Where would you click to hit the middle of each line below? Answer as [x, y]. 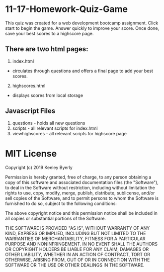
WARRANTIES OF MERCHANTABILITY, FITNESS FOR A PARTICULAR [75, 238]
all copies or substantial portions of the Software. [55, 218]
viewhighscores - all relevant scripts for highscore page [69, 133]
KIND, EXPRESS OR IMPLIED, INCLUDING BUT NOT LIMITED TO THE [76, 233]
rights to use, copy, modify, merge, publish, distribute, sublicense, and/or [80, 193]
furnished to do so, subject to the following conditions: [61, 203]
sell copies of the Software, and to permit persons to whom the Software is [82, 198]
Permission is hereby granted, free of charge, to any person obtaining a [78, 177]
